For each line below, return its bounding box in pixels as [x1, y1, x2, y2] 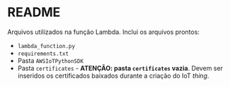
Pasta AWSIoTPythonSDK [17, 56, 84, 64]
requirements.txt [17, 50, 69, 57]
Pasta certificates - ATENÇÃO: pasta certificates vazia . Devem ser [17, 64, 223, 72]
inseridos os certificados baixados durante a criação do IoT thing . [17, 71, 209, 80]
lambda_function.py [17, 42, 76, 50]
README [7, 4, 61, 21]
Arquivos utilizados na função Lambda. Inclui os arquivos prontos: [7, 28, 200, 36]
